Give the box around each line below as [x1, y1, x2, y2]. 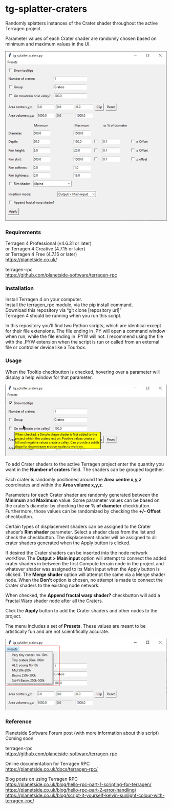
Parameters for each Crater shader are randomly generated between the [5, 492, 159, 498]
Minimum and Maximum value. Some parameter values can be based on [5, 497, 160, 503]
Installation [5, 285, 34, 292]
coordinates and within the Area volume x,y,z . [5, 482, 103, 488]
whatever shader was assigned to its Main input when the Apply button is [5, 566, 160, 572]
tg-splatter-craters [5, 3, 88, 15]
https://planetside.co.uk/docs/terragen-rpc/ [5, 766, 98, 772]
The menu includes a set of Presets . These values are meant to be [5, 623, 146, 629]
